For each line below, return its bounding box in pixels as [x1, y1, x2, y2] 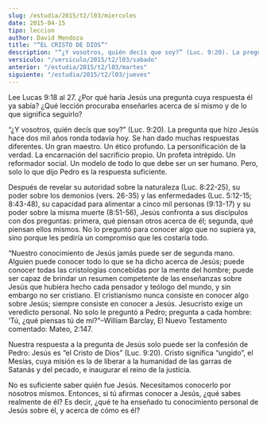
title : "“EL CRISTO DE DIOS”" [8, 41, 109, 49]
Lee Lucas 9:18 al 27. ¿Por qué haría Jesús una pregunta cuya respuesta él [8, 92, 253, 102]
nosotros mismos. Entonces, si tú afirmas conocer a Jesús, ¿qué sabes [8, 388, 241, 398]
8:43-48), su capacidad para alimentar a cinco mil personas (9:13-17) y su [8, 199, 251, 209]
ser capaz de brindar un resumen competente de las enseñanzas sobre [8, 273, 242, 283]
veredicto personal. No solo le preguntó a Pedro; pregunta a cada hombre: [8, 307, 252, 317]
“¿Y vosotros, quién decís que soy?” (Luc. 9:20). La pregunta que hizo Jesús [8, 125, 259, 134]
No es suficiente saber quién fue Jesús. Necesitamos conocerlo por [8, 380, 232, 390]
